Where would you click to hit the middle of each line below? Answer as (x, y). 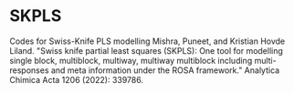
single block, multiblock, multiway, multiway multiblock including (131, 60)
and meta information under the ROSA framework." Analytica (165, 70)
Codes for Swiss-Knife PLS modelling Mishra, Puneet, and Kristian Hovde (147, 41)
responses (29, 70)
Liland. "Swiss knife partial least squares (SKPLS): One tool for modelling (146, 50)
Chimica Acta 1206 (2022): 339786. (77, 79)
